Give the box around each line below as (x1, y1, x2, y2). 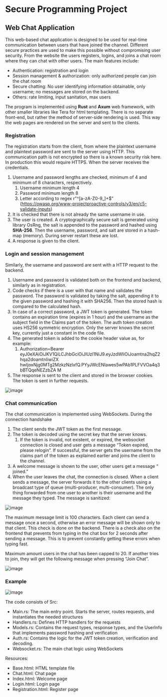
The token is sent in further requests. (12, 377, 89, 383)
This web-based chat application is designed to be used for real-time (5, 36, 148, 42)
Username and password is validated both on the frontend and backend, (12, 277, 162, 283)
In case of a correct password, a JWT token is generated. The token (12, 309, 153, 315)
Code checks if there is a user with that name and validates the (12, 287, 142, 293)
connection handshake (5, 416, 52, 422)
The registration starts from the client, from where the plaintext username (5, 143, 156, 149)
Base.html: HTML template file (12, 665, 75, 671)
